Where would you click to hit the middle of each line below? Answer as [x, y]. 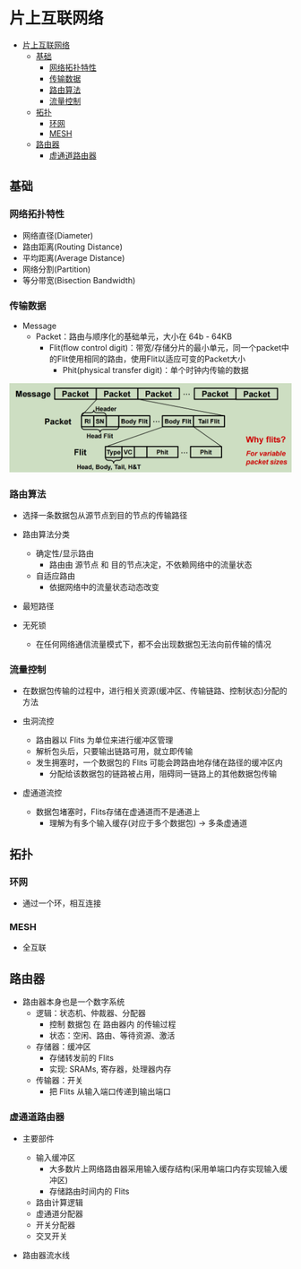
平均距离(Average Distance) [73, 257]
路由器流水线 [46, 1255]
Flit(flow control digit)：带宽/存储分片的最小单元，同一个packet [165, 347]
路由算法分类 [46, 535]
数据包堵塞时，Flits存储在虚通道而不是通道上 [118, 812]
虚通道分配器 [59, 1213]
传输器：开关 [59, 1081]
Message [39, 326]
